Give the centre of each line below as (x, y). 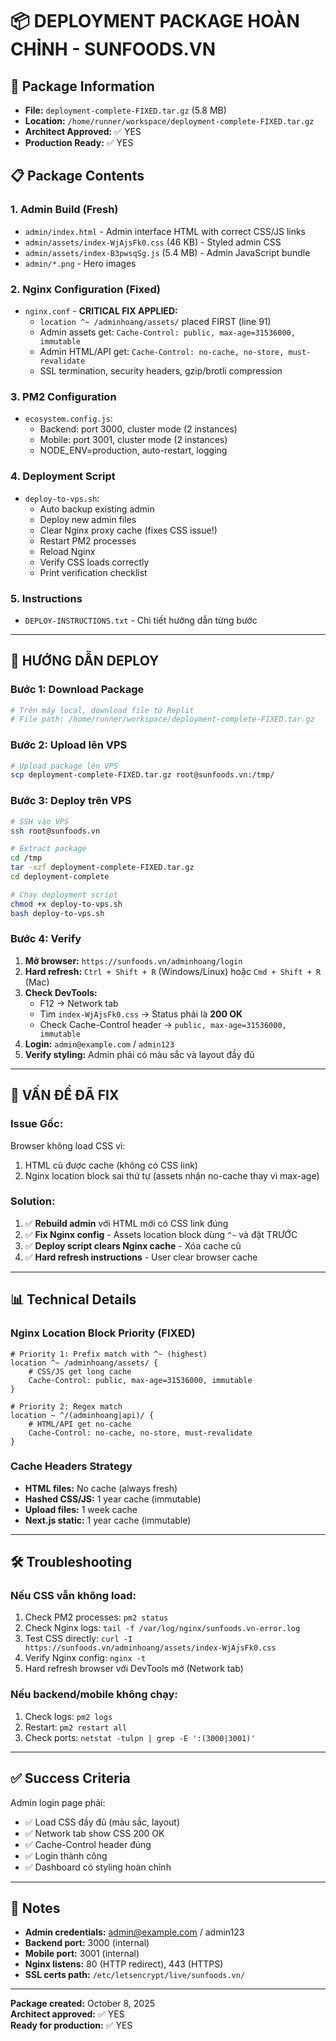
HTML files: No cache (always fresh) (101, 1488)
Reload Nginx (67, 551)
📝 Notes (35, 1908)
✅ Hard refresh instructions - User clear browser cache (141, 1257)
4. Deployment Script (63, 476)
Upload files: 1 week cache (81, 1509)
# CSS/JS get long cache (80, 1371)
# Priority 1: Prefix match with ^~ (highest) (109, 1354)
